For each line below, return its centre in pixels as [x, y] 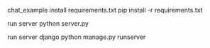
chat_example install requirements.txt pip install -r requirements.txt [105, 10]
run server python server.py [48, 23]
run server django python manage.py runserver [77, 37]
